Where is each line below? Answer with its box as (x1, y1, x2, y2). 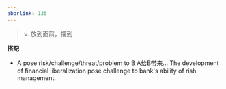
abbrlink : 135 (7, 10, 48, 17)
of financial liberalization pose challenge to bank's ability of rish (16, 66, 197, 75)
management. (16, 73, 57, 82)
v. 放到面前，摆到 (23, 29, 73, 38)
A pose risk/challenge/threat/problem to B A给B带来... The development (16, 59, 219, 67)
